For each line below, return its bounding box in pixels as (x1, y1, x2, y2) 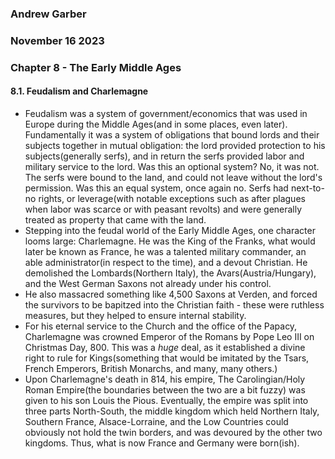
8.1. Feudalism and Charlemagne (10, 85, 149, 97)
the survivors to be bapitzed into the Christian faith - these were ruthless (24, 298, 325, 311)
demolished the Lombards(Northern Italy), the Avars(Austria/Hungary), (24, 267, 317, 279)
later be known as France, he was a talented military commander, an (24, 245, 307, 257)
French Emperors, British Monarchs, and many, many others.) (24, 362, 278, 374)
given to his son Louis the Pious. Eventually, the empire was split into (24, 394, 309, 406)
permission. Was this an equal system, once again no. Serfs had (24, 182, 289, 194)
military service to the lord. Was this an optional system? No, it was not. (24, 160, 320, 172)
